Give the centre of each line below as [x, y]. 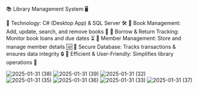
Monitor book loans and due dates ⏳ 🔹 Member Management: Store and [94, 38]
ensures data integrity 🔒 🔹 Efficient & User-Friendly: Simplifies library [90, 54]
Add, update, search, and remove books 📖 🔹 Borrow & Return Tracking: [92, 31]
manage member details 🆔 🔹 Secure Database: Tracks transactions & [91, 47]
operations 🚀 [22, 62]
